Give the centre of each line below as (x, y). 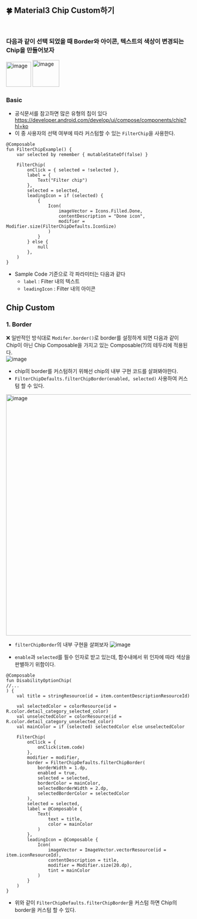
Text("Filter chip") (62, 181)
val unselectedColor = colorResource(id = (69, 717)
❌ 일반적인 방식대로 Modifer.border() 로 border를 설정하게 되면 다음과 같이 (93, 338)
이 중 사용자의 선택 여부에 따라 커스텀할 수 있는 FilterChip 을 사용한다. (95, 133)
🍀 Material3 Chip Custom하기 (60, 11)
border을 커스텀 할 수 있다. (45, 910)
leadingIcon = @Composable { (63, 840)
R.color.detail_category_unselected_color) (60, 722)
